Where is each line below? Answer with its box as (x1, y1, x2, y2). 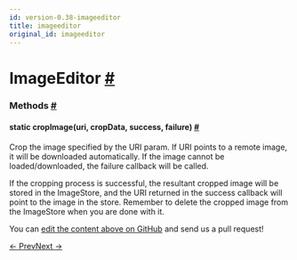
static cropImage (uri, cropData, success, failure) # (9, 122, 200, 133)
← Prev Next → (9, 240, 63, 251)
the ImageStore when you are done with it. (9, 206, 165, 216)
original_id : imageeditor (9, 29, 105, 38)
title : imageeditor (9, 21, 82, 30)
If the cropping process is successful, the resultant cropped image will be (9, 177, 279, 188)
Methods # (9, 100, 58, 112)
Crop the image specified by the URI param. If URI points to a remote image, (9, 142, 287, 152)
